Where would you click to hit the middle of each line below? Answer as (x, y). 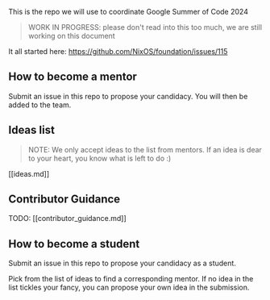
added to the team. (40, 105)
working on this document (71, 36)
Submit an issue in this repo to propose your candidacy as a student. (122, 263)
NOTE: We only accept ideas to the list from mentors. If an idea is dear (145, 149)
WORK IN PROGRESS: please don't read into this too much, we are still (145, 27)
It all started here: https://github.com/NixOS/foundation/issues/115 (118, 51)
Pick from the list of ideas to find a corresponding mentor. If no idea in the (131, 279)
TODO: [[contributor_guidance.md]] (67, 219)
